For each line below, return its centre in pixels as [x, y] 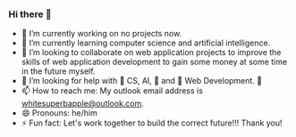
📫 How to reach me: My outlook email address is [112, 91]
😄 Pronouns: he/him [59, 113]
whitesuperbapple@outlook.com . [83, 104]
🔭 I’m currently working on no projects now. [101, 34]
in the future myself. [58, 71]
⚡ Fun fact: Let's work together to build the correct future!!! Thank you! [152, 123]
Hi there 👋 [30, 14]
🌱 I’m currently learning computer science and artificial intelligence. [146, 43]
